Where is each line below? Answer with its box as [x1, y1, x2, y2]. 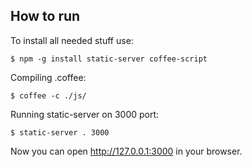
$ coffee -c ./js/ [10, 90, 87, 101]
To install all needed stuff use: [10, 34, 134, 46]
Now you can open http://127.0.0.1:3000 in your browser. [10, 145, 243, 157]
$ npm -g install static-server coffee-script [10, 54, 208, 64]
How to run [10, 8, 81, 25]
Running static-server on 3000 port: [10, 108, 160, 120]
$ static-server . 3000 [10, 127, 110, 138]
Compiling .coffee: [10, 71, 87, 83]
